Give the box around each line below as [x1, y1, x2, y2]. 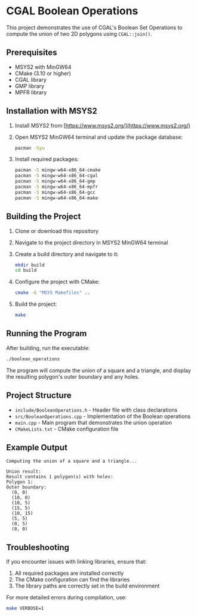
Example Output [6, 442, 67, 453]
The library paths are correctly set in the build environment [14, 583, 160, 590]
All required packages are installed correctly [14, 569, 124, 577]
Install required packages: [14, 156, 79, 163]
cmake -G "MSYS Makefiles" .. [14, 290, 91, 296]
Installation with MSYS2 [6, 106, 97, 116]
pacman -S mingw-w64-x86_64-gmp [14, 178, 96, 184]
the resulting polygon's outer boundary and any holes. [6, 373, 140, 380]
